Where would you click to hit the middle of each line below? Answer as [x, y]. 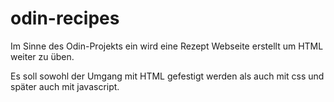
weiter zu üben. [42, 56]
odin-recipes [65, 18]
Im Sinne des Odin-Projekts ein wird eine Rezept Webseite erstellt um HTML [167, 46]
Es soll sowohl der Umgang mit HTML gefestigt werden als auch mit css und [167, 76]
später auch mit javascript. [65, 86]
